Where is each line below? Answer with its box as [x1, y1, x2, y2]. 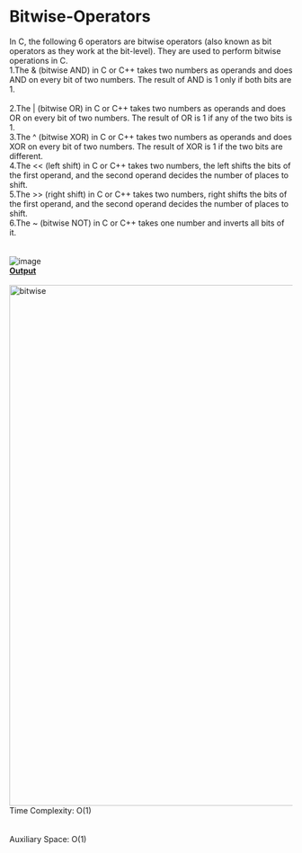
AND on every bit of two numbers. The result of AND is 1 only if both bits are [9, 74, 292, 84]
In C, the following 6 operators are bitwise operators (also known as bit [9, 36, 272, 47]
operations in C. [9, 55, 69, 66]
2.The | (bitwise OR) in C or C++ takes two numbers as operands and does [9, 102, 286, 113]
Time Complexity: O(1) [9, 804, 92, 815]
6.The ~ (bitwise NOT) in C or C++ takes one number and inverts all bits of [9, 218, 285, 228]
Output [9, 265, 37, 276]
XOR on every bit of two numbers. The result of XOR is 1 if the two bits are [9, 141, 283, 152]
